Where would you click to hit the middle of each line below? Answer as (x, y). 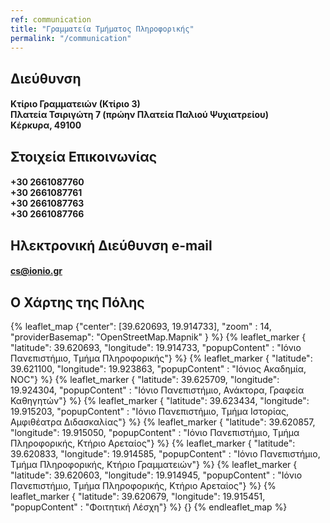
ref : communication (51, 19)
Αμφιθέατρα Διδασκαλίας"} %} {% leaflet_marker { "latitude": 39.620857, (163, 422)
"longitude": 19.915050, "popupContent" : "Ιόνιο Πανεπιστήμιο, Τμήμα (155, 433)
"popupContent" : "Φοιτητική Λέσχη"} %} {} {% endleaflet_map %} (149, 507)
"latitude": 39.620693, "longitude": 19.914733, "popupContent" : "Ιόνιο (156, 348)
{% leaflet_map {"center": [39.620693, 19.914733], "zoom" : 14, (141, 327)
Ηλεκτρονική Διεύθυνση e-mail (111, 245)
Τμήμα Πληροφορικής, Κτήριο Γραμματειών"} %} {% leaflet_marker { (154, 465)
